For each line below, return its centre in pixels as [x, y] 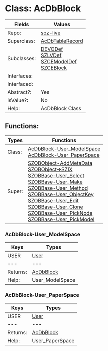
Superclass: [21, 41]
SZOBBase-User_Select [56, 175]
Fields [22, 24]
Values [62, 24]
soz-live [51, 33]
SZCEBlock [54, 68]
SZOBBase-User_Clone [55, 207]
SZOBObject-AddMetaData [60, 163]
